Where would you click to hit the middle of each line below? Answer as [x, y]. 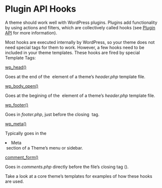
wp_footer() [17, 105]
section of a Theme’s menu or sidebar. [45, 148]
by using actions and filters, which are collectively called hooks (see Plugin [80, 27]
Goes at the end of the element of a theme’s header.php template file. [75, 76]
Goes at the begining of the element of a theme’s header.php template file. [80, 95]
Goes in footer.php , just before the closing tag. [52, 114]
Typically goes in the [26, 133]
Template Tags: [20, 57]
